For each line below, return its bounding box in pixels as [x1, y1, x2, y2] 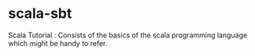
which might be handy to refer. [8, 38, 108, 47]
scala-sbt [8, 5, 72, 23]
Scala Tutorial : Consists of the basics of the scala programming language [8, 30, 248, 40]
